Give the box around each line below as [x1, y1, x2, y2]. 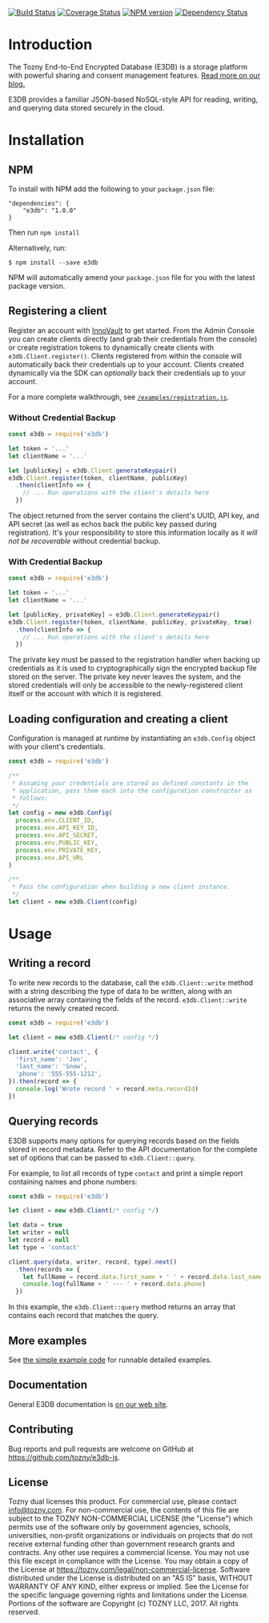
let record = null [8, 1236, 70, 1244]
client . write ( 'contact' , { [8, 1048, 98, 1056]
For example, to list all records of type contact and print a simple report [8, 1168, 243, 1178]
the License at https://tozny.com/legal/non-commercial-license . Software [8, 1565, 251, 1574]
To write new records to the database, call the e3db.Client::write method [8, 977, 254, 988]
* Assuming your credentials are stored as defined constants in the [11, 779, 249, 787]
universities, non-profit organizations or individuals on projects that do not [8, 1531, 254, 1541]
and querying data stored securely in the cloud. [8, 102, 165, 112]
